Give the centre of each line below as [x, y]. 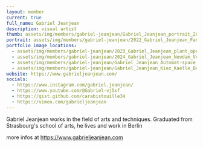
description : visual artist [42, 29]
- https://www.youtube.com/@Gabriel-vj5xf [66, 91]
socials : [17, 79]
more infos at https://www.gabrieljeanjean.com [65, 137]
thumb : [14, 34]
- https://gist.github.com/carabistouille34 [69, 96]
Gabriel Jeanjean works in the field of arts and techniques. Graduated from [100, 119]
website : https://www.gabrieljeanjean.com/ [62, 74]
